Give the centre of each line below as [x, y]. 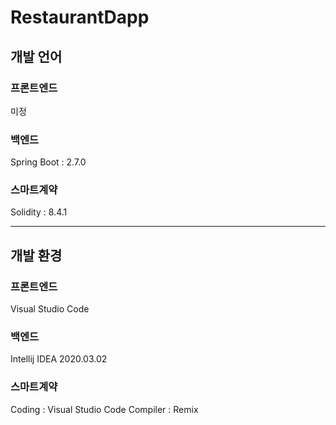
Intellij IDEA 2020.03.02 [59, 359]
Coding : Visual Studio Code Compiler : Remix [104, 409]
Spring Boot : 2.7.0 [48, 162]
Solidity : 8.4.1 [39, 212]
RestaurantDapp [80, 17]
